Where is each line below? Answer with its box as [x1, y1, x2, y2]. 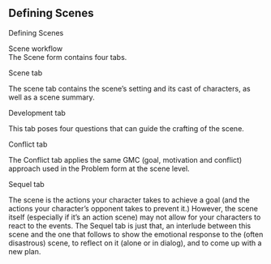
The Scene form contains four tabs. [8, 52, 127, 62]
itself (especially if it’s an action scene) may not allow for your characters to [8, 212, 261, 222]
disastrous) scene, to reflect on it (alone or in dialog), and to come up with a [8, 238, 262, 248]
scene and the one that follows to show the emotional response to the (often [8, 229, 264, 239]
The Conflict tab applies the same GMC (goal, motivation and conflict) [8, 155, 243, 164]
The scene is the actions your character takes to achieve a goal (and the [8, 194, 250, 205]
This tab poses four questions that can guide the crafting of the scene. [8, 123, 245, 133]
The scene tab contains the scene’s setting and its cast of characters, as [8, 83, 251, 93]
